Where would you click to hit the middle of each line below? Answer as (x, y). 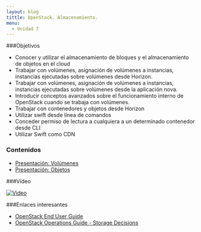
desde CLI (28, 128)
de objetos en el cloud (42, 64)
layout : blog (23, 12)
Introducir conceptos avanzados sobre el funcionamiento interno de (99, 96)
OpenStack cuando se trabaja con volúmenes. (72, 102)
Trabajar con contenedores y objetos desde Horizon (80, 108)
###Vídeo (19, 181)
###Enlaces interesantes (37, 204)
